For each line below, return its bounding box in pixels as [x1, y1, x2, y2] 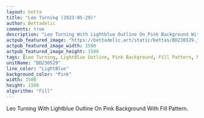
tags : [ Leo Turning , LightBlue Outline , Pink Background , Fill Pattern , [6, 54, 194, 60]
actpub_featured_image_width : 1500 [6, 43, 97, 49]
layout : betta [6, 9, 42, 15]
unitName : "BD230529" [6, 60, 61, 66]
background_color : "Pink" [6, 71, 72, 77]
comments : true [6, 26, 45, 32]
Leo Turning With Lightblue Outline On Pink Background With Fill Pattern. [6, 105, 189, 112]
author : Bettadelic [6, 20, 56, 26]
